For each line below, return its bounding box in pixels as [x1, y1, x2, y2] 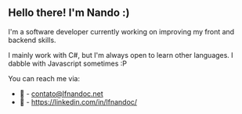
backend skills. [8, 35, 56, 45]
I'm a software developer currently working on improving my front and [8, 27, 235, 36]
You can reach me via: [8, 73, 81, 83]
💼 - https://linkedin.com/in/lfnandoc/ [19, 97, 138, 106]
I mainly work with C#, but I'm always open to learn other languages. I [8, 50, 233, 59]
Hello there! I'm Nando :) [8, 6, 130, 20]
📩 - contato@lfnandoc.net [19, 89, 103, 98]
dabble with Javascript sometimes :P [8, 59, 128, 68]
